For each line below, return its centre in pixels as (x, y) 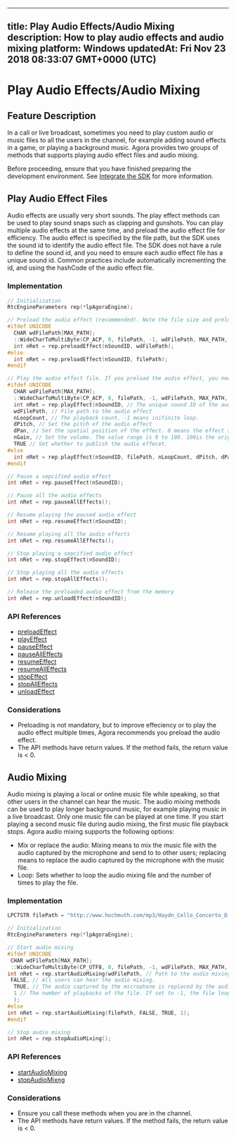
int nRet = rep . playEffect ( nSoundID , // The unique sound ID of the (116, 405)
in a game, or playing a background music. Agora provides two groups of (113, 148)
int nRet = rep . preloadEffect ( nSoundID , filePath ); (91, 359)
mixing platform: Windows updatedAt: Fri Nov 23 (117, 49)
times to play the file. (48, 883)
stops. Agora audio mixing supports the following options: (91, 832)
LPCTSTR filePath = (36, 915)
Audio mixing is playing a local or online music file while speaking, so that (113, 794)
